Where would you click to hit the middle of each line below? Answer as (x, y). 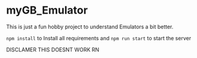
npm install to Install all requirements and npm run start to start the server (99, 38)
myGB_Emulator (47, 10)
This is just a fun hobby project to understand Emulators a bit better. (90, 27)
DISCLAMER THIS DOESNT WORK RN (53, 49)
